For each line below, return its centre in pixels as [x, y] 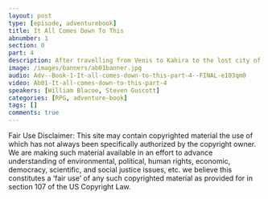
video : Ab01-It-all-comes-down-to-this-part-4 [88, 83]
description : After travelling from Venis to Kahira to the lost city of [135, 61]
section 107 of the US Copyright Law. [70, 187]
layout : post [30, 16]
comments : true [34, 113]
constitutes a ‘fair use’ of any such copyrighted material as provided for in [131, 178]
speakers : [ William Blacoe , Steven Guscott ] [84, 90]
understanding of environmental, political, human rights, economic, [120, 161]
